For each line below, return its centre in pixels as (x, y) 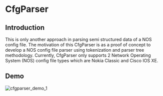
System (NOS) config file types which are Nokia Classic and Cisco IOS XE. (82, 60)
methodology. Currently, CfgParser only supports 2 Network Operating (78, 55)
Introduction (25, 28)
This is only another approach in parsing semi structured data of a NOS (78, 39)
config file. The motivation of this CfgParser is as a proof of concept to (78, 45)
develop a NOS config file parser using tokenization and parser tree (75, 50)
